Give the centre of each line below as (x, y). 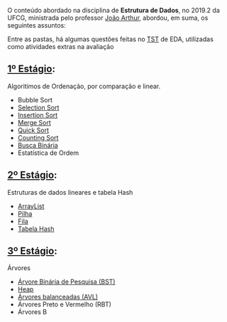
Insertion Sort (38, 115)
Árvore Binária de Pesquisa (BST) (66, 282)
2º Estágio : (32, 175)
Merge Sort (34, 122)
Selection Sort (38, 107)
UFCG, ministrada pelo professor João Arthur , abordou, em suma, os (108, 18)
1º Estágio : (31, 69)
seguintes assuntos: (37, 25)
